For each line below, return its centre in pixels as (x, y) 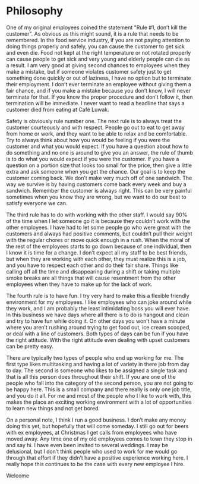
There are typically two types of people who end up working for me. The (95, 357)
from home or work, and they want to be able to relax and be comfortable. (97, 133)
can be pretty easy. (30, 346)
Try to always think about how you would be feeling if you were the (88, 140)
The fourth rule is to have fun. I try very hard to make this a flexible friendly (98, 296)
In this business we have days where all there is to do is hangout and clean (98, 315)
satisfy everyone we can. (37, 203)
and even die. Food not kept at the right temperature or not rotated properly (99, 52)
